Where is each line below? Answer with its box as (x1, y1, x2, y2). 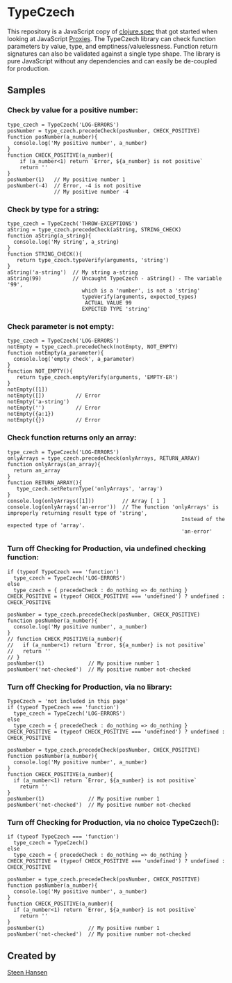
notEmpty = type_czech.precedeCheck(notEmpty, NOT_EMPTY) (7, 343, 179, 350)
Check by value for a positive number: (7, 105, 139, 115)
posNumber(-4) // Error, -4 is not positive (7, 182, 141, 189)
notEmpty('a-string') (7, 398, 70, 405)
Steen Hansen (7, 968, 48, 977)
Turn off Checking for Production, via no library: (7, 682, 172, 692)
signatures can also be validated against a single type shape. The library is (7, 49, 221, 58)
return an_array (13, 467, 60, 474)
